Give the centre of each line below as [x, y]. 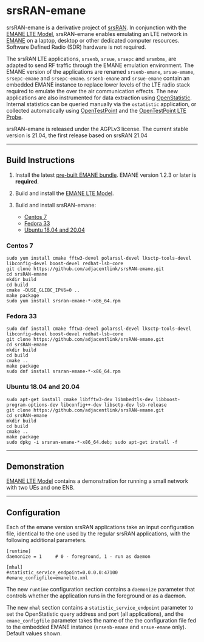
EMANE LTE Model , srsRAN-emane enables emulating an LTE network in [97, 34]
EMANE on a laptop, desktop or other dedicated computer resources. [93, 40]
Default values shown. [34, 633]
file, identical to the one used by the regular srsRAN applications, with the [98, 533]
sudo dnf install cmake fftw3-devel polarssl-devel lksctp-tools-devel [99, 329]
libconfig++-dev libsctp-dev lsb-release [114, 405]
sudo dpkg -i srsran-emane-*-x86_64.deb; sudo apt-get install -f [92, 442]
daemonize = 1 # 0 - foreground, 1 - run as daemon [78, 557]
